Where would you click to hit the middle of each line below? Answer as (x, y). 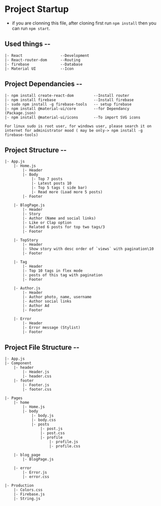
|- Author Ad (36, 306)
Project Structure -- (36, 150)
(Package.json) (20, 113)
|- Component (18, 363)
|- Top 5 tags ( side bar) (59, 188)
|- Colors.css (28, 490)
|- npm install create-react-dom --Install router (67, 95)
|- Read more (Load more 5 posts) (67, 192)
